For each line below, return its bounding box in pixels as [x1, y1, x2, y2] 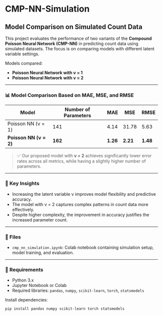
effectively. [12, 206, 34, 212]
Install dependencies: [5, 297, 48, 303]
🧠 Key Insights [5, 180, 40, 187]
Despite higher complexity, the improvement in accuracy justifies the [12, 212, 149, 218]
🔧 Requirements [5, 266, 44, 273]
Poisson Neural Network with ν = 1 [12, 70, 83, 76]
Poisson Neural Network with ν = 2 [12, 75, 84, 80]
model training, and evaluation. [12, 250, 74, 255]
